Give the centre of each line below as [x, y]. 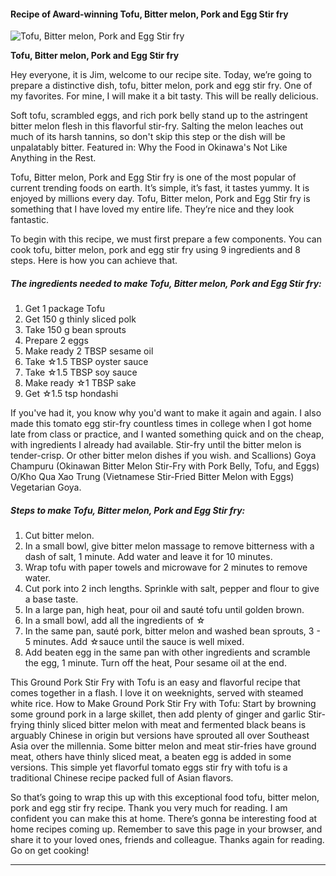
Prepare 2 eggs [56, 341]
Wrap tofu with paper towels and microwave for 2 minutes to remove [166, 567]
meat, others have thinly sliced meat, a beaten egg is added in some [151, 757]
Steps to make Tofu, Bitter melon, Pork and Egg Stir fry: [128, 510]
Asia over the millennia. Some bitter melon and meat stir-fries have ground [163, 746]
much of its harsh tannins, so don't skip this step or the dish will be [148, 137]
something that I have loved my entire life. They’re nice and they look [152, 209]
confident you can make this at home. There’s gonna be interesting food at [164, 819]
